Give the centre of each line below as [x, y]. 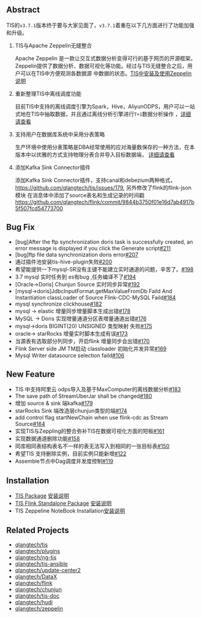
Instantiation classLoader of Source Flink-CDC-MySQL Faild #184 [95, 297]
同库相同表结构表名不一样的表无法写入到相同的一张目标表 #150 [92, 446]
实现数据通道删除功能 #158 [47, 439]
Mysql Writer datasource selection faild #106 [70, 355]
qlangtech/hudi [34, 602]
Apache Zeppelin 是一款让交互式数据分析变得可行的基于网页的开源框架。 [105, 58]
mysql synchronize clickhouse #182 [58, 304]
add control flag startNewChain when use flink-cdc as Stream [91, 418]
